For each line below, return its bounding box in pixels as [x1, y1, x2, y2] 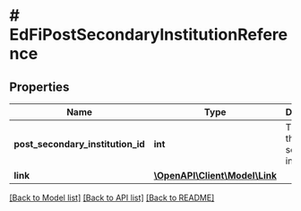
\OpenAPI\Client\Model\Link [153, 170, 278, 181]
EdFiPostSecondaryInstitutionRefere [9, 24, 288, 45]
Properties [9, 79, 70, 94]
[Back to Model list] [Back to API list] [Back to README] [9, 192, 215, 203]
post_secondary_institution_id [13, 138, 145, 150]
